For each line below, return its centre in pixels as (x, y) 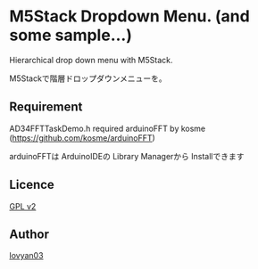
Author (29, 234)
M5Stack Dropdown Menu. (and (129, 16)
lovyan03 (26, 256)
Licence (32, 185)
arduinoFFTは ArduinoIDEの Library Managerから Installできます (127, 156)
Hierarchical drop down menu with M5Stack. (91, 60)
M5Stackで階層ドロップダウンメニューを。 (88, 78)
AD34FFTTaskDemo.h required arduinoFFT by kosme (108, 128)
